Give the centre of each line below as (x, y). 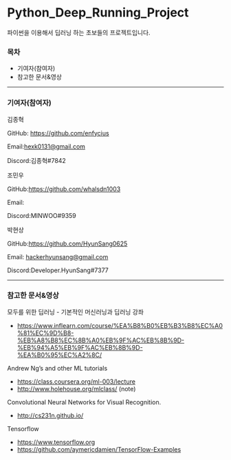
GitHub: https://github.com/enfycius (58, 133)
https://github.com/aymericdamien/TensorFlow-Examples (99, 449)
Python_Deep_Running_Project (98, 13)
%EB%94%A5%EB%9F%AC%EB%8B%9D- (80, 347)
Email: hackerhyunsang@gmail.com (58, 256)
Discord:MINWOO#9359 (42, 215)
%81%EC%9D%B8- (45, 333)
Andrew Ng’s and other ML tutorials (57, 368)
